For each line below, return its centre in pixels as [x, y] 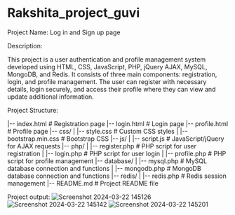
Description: [25, 46]
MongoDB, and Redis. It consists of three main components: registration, [112, 74]
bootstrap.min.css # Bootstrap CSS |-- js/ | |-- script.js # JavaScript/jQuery [116, 139]
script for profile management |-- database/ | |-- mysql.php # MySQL [107, 161]
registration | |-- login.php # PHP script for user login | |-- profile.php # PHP [117, 153]
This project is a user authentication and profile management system [107, 59]
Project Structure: [33, 110]
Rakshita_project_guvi [74, 13]
